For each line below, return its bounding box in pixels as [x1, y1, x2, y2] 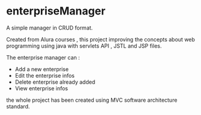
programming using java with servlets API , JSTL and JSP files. [6, 42, 162, 49]
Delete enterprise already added [14, 78, 96, 85]
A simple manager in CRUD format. [6, 24, 93, 31]
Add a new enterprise [14, 65, 69, 73]
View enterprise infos [14, 84, 68, 92]
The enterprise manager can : [6, 54, 80, 61]
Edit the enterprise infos [14, 72, 75, 79]
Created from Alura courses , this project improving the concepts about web [6, 36, 196, 43]
